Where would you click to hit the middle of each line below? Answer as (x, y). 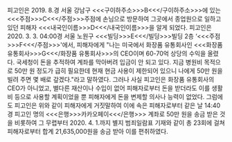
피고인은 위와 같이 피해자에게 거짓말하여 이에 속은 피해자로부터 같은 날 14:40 (117, 105)
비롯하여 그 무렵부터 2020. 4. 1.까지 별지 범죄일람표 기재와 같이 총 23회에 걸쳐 (119, 123)
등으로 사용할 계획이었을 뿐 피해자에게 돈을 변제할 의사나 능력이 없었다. (109, 97)
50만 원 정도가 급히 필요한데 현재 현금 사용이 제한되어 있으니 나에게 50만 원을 (118, 71)
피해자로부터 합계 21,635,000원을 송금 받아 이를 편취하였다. (88, 131)
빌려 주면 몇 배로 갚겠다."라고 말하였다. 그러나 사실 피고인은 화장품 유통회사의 (111, 79)
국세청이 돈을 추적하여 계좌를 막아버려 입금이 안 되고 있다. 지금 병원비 (109, 62)
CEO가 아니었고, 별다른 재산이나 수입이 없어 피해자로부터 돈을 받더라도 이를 (109, 88)
